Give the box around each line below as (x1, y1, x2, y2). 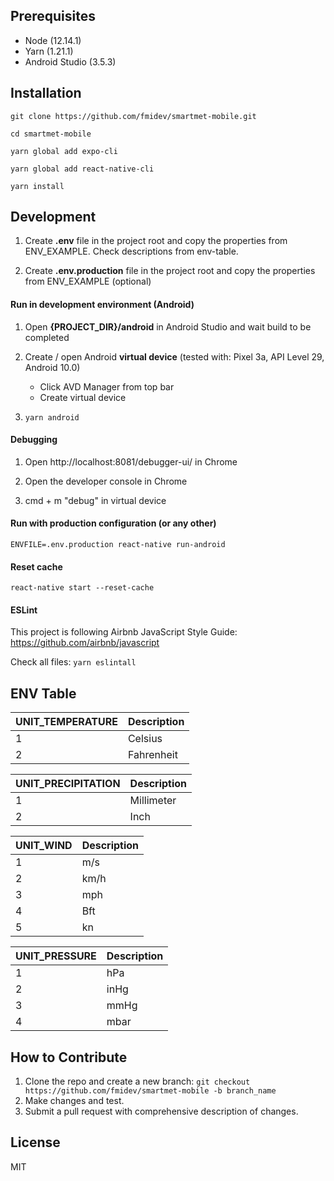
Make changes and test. (24, 1095, 125, 1107)
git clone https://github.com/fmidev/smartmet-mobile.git (10, 111, 257, 121)
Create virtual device (39, 391, 127, 403)
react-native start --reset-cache (10, 583, 155, 593)
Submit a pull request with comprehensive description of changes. (24, 1105, 299, 1118)
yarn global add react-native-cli (10, 164, 155, 174)
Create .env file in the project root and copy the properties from (24, 235, 288, 247)
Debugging (10, 434, 58, 446)
